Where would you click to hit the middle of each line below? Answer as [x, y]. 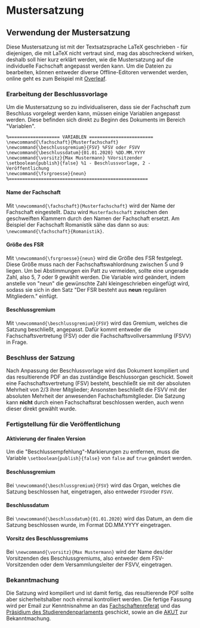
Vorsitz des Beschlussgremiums [47, 538]
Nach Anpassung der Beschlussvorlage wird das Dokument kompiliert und [98, 371]
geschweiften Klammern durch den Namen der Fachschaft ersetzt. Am [93, 218]
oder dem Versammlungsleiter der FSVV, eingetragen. [106, 564]
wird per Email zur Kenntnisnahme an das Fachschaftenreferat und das [93, 606]
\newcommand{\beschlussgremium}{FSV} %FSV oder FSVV [73, 148]
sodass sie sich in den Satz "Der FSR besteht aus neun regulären [86, 289]
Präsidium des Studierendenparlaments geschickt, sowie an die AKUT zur [97, 612]
